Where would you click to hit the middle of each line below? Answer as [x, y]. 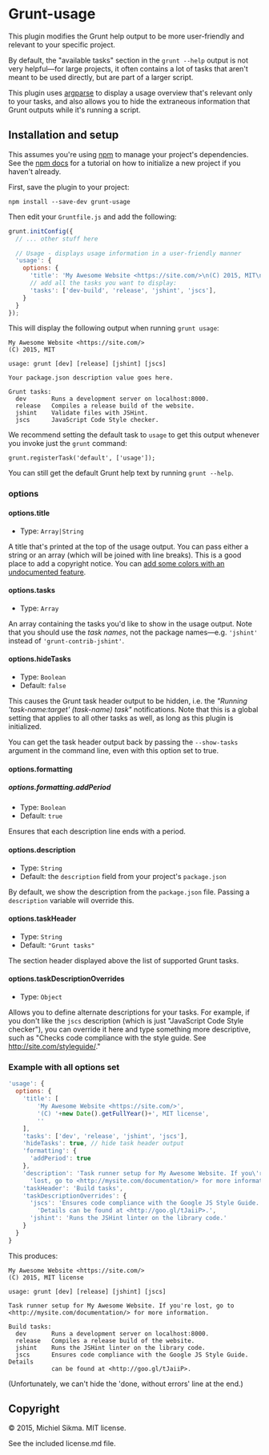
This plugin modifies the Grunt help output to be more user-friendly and [126, 36]
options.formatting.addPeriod [60, 788]
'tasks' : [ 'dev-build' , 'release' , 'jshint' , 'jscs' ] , [123, 290]
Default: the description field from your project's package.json [123, 876]
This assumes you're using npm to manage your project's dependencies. [128, 154]
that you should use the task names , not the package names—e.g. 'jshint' [133, 632]
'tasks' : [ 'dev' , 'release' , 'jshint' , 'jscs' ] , [105, 1136]
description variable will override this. [71, 900]
